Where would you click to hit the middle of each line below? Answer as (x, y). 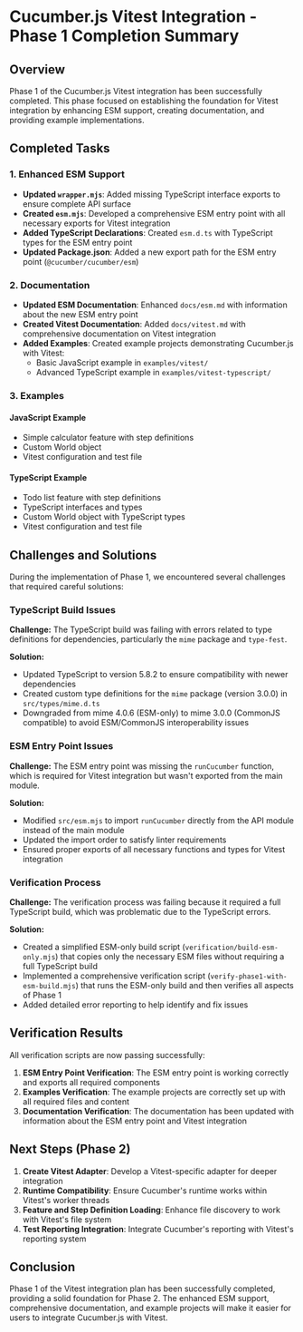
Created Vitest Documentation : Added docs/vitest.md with (134, 324)
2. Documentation (50, 285)
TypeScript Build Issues (62, 610)
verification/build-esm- (232, 948)
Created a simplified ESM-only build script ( (104, 947)
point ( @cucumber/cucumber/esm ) (80, 261)
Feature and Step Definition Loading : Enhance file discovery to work (151, 1210)
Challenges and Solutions (83, 555)
